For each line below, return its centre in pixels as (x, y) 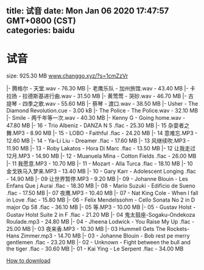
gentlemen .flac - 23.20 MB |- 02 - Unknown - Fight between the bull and (98, 243)
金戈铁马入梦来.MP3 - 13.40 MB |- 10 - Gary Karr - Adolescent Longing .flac (101, 171)
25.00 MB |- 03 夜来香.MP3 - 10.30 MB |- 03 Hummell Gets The (86, 229)
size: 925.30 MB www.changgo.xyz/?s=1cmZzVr (67, 76)
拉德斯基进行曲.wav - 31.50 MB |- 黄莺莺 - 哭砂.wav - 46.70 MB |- (104, 96)
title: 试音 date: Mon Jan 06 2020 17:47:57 (88, 11)
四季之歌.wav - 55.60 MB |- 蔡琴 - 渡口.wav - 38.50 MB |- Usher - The (110, 104)
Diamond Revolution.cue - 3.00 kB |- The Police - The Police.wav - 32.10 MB (102, 111)
